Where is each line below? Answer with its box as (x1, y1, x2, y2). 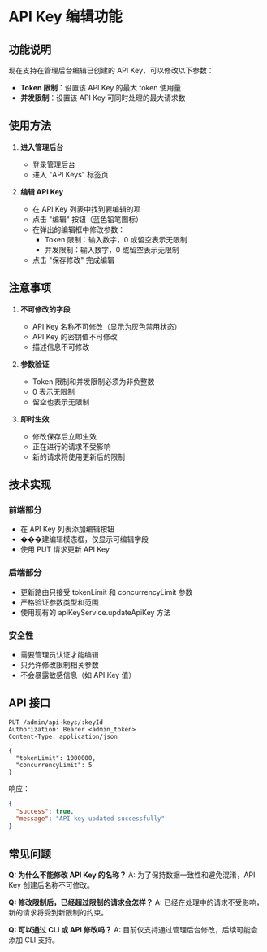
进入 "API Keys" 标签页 (32, 169, 109, 179)
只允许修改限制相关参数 (19, 660, 99, 670)
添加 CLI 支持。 (8, 935, 59, 945)
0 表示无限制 (32, 386, 75, 396)
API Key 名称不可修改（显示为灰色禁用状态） (32, 321, 182, 331)
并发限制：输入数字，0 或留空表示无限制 (44, 245, 180, 255)
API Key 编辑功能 (8, 7, 123, 26)
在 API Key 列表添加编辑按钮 (19, 524, 115, 534)
